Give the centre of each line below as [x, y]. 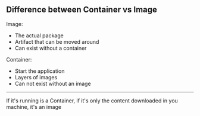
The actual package [39, 36]
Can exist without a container [51, 48]
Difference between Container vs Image [82, 10]
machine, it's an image [34, 107]
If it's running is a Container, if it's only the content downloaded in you [92, 101]
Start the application [40, 71]
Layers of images [36, 77]
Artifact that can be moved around [57, 41]
